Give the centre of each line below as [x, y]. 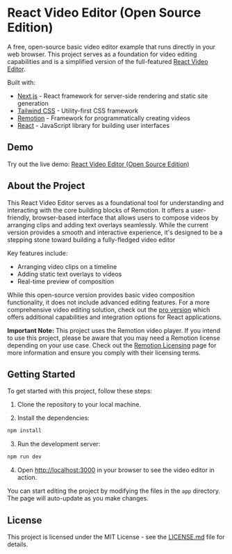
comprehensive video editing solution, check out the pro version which [109, 309]
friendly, [19, 218]
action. [27, 478]
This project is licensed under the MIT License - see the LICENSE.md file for [116, 537]
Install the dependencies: [53, 418]
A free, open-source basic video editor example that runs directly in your [111, 47]
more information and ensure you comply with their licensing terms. [104, 352]
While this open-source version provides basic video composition [101, 295]
